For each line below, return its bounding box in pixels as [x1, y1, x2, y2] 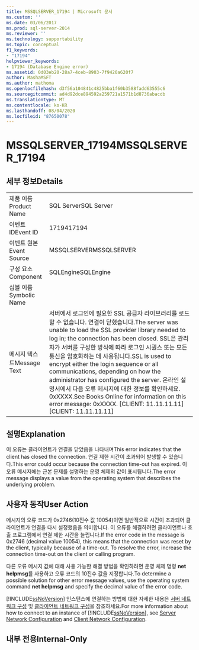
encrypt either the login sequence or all [49, 360, 159, 368]
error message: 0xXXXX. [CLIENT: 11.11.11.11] [49, 400, 184, 408]
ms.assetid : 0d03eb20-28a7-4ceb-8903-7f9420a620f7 [6, 69, 134, 75]
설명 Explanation [6, 429, 66, 439]
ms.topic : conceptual [6, 42, 60, 48]
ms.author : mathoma [6, 81, 54, 86]
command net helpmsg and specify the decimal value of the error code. [6, 583, 182, 590]
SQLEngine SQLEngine [49, 268, 111, 276]
